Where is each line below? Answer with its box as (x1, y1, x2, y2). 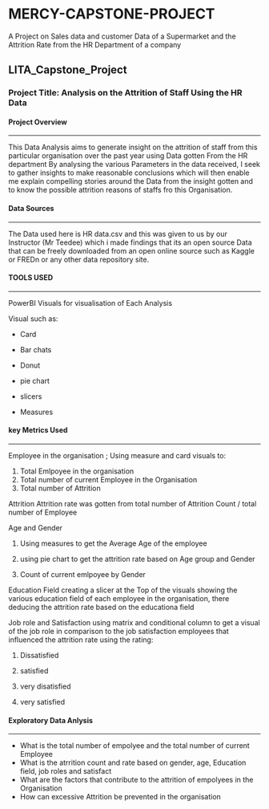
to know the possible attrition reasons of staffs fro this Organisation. (8, 185, 233, 195)
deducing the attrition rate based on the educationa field (8, 603, 195, 612)
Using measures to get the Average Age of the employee (19, 539, 207, 548)
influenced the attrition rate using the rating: (8, 635, 154, 644)
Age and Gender (8, 523, 62, 533)
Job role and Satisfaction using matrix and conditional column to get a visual (8, 618, 260, 628)
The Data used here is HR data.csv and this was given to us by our (8, 229, 228, 238)
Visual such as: (8, 314, 58, 323)
